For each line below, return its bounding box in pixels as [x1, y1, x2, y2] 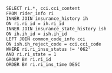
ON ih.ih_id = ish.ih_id [6, 31, 67, 37]
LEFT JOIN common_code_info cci [6, 36, 85, 42]
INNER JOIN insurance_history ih [6, 16, 88, 22]
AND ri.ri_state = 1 [6, 51, 57, 57]
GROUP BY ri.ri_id [6, 57, 51, 62]
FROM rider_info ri [6, 11, 54, 16]
